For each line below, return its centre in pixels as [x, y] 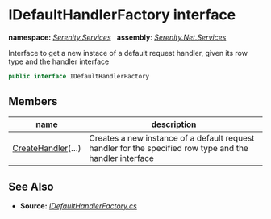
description [174, 124]
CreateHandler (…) [47, 148]
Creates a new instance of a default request [172, 137]
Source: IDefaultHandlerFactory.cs [78, 206]
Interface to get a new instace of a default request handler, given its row [128, 53]
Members [33, 101]
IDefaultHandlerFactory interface [122, 15]
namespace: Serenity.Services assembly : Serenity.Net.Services [117, 37]
